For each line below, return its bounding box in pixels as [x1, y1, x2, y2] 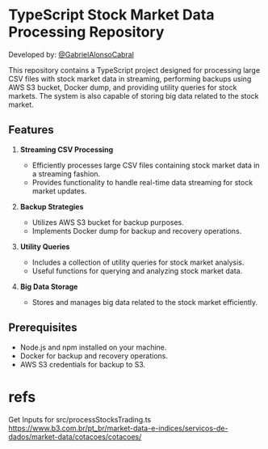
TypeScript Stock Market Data [8, 6, 215, 24]
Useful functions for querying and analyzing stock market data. [31, 265, 243, 276]
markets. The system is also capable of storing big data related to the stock [8, 91, 260, 100]
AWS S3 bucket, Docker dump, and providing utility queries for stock [8, 83, 237, 92]
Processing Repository [8, 23, 165, 41]
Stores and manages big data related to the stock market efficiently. [31, 297, 258, 307]
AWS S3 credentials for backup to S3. [19, 359, 146, 369]
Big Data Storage [19, 282, 78, 291]
